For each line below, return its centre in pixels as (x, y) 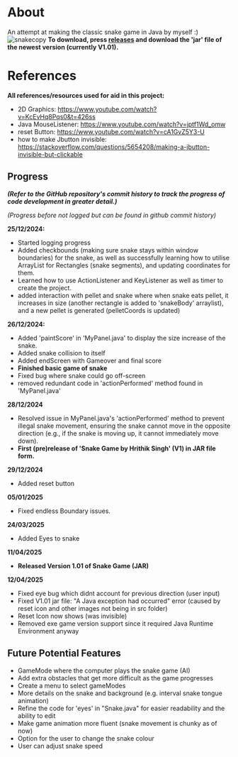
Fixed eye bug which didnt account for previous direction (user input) (119, 593)
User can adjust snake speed (60, 746)
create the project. (45, 287)
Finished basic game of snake (62, 368)
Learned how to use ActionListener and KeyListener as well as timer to (120, 280)
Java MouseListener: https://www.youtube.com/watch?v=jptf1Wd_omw (121, 124)
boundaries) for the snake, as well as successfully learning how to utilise (124, 258)
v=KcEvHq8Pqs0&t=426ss (56, 116)
